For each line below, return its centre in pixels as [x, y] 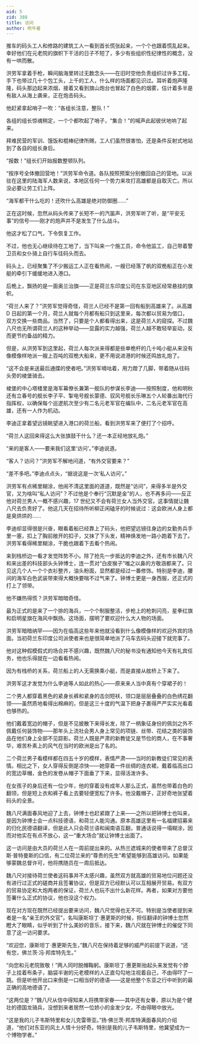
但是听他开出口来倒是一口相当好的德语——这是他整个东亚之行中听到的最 [105, 980]
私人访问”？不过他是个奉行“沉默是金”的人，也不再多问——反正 [115, 494]
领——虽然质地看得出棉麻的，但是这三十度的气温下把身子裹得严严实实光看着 [99, 704]
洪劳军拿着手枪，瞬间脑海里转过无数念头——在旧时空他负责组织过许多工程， [99, 73]
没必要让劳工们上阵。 [32, 188]
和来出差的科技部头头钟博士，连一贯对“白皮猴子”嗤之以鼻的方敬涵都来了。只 [99, 564]
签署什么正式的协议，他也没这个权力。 [53, 898]
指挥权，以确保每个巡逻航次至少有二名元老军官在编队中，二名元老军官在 [94, 403]
